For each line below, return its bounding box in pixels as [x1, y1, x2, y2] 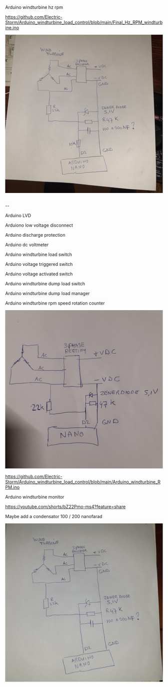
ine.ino [5, 25, 19, 31]
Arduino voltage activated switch [5, 271, 73, 277]
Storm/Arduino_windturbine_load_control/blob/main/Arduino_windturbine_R [5, 479, 161, 485]
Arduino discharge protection [5, 232, 66, 238]
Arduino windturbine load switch [5, 251, 72, 258]
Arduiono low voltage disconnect [5, 222, 73, 228]
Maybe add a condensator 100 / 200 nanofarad [5, 514, 102, 520]
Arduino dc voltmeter [5, 242, 49, 248]
